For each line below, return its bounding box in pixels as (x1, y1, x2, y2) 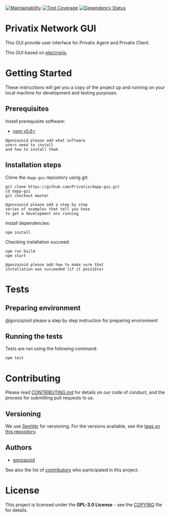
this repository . (5, 429, 37, 435)
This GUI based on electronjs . (5, 49, 68, 56)
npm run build (5, 248, 36, 254)
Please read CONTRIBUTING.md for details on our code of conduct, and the (5, 389, 165, 395)
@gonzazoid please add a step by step (5, 202, 88, 207)
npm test (5, 356, 24, 361)
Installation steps (5, 161, 62, 170)
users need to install (5, 142, 54, 148)
